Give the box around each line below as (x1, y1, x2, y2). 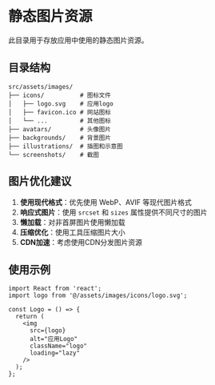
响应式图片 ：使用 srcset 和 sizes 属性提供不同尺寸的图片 (19, 207, 208, 217)
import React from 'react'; (8, 285, 102, 293)
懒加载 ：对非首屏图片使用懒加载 (19, 217, 125, 227)
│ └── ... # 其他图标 (8, 117, 112, 125)
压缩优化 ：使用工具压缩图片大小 (19, 227, 125, 237)
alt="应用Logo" (29, 335, 78, 343)
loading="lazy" (29, 349, 81, 357)
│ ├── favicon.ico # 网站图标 (8, 108, 112, 116)
